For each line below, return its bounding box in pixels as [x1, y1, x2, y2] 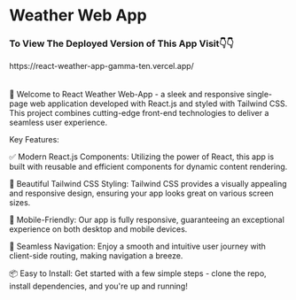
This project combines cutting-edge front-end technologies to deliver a [9, 108, 269, 119]
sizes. [9, 197, 31, 208]
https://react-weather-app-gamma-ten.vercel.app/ [9, 61, 195, 72]
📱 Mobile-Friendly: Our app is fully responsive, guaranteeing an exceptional [9, 214, 285, 226]
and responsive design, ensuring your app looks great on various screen [9, 188, 274, 199]
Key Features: [9, 135, 59, 145]
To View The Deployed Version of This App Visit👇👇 [9, 37, 235, 50]
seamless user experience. [9, 117, 108, 128]
